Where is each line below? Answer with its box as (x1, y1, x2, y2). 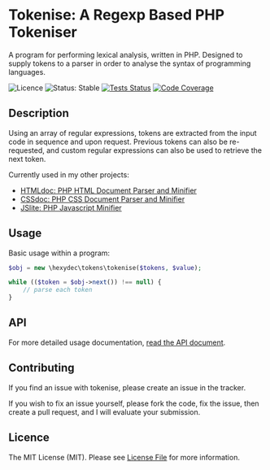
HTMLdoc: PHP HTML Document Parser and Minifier (20, 185, 198, 195)
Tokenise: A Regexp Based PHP (8, 6, 225, 24)
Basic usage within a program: (8, 248, 111, 258)
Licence (8, 431, 50, 445)
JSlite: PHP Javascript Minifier (20, 202, 122, 212)
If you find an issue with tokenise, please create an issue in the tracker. (8, 382, 246, 392)
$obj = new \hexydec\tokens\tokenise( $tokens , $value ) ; (8, 263, 202, 272)
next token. (8, 154, 46, 163)
